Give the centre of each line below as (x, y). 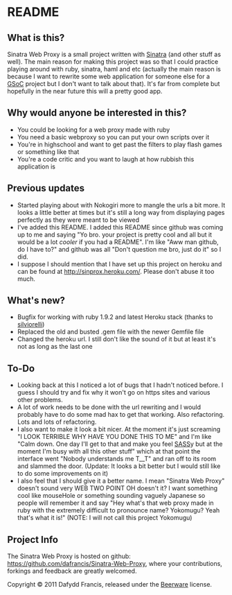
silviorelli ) (31, 325)
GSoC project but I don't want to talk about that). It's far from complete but (114, 84)
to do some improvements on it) (63, 474)
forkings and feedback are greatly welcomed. (72, 571)
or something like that (48, 152)
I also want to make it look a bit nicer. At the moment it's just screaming (119, 429)
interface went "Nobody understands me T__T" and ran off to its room (117, 459)
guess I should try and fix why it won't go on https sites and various (114, 393)
